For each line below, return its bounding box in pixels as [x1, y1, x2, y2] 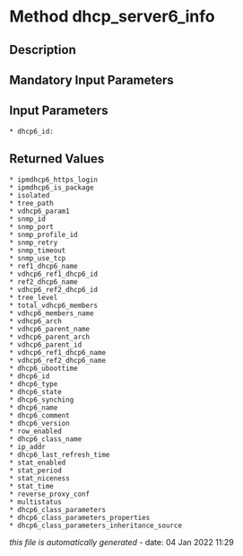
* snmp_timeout [9, 245, 66, 255]
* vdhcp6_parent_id [9, 340, 82, 349]
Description [9, 42, 76, 57]
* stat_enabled [9, 458, 66, 467]
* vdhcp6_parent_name [9, 324, 91, 333]
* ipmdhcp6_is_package [9, 182, 94, 192]
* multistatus [9, 497, 63, 507]
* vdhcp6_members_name [9, 308, 94, 318]
